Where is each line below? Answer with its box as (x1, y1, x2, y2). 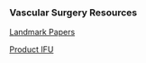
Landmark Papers (9, 27, 76, 38)
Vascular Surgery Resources (9, 6, 138, 19)
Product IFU (9, 44, 54, 55)
